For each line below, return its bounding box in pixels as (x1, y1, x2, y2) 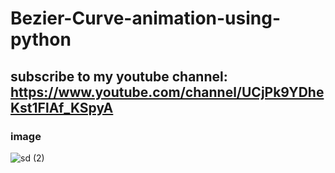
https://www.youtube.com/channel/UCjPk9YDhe (10, 83, 325, 101)
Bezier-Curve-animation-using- (10, 7, 282, 30)
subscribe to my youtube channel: (10, 68, 228, 85)
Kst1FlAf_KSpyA (10, 99, 114, 116)
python (10, 28, 72, 51)
